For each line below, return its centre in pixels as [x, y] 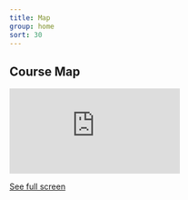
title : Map [30, 18]
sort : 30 [26, 35]
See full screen [38, 186]
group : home [32, 26]
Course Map [45, 71]
